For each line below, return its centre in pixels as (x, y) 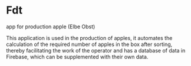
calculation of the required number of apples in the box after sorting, (89, 44)
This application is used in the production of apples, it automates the (89, 38)
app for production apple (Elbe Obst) (51, 27)
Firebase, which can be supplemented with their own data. (77, 57)
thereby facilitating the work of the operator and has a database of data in (96, 50)
